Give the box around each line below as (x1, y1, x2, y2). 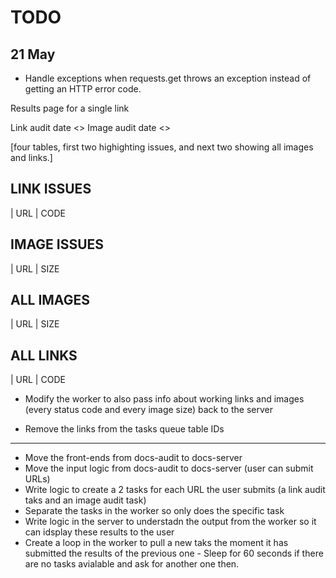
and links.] (10, 152, 53, 163)
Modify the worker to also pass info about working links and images (24, 393, 305, 405)
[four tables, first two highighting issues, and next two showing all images (10, 141, 314, 153)
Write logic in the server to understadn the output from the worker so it (24, 516, 317, 528)
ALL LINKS (10, 347, 78, 364)
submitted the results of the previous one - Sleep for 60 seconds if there (24, 547, 324, 560)
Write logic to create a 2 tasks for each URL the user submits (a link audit (24, 484, 326, 496)
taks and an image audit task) (24, 494, 147, 506)
